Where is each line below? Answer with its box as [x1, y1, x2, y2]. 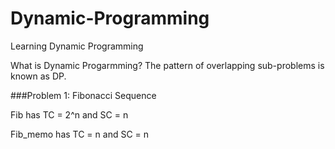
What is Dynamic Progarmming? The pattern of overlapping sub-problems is [10, 59, 325, 71]
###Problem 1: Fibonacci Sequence [10, 89, 157, 101]
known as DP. [10, 70, 67, 82]
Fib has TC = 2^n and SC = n [10, 108, 129, 121]
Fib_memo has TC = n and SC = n [10, 128, 150, 140]
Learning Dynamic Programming [10, 40, 144, 52]
